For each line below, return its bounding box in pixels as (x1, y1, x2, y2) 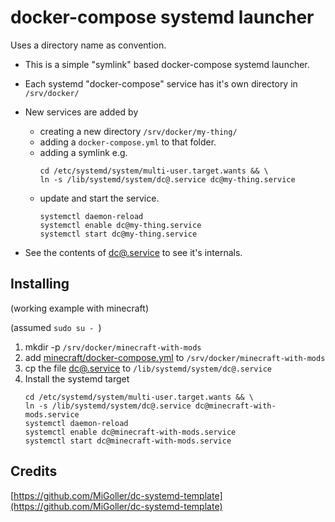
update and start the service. (39, 192, 160, 204)
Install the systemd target (24, 372, 130, 385)
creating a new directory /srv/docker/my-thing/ (39, 125, 238, 137)
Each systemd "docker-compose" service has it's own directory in (24, 77, 298, 90)
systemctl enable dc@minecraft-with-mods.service (24, 427, 237, 437)
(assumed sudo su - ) (10, 321, 102, 333)
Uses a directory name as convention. (10, 39, 167, 51)
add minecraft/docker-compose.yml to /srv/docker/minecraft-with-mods (24, 351, 326, 363)
